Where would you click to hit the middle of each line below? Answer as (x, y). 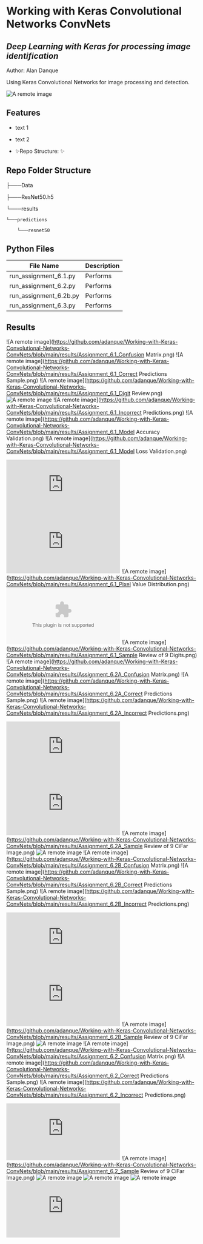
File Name (44, 266)
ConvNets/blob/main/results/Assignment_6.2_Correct (73, 1076)
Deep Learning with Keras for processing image (98, 46)
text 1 (22, 127)
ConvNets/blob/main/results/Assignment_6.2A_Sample (75, 846)
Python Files (30, 249)
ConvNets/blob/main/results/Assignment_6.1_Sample (72, 655)
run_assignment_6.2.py (42, 286)
